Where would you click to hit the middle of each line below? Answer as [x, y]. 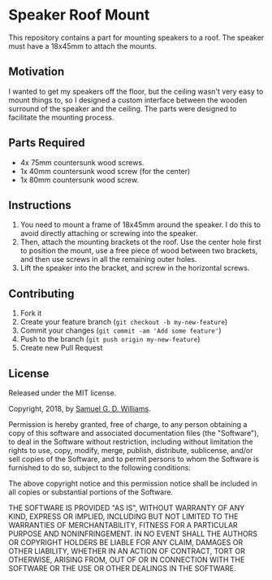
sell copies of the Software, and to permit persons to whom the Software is [134, 459]
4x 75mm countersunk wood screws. [82, 162]
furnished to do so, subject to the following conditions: [99, 468]
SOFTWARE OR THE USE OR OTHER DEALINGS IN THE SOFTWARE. [122, 568]
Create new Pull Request [61, 348]
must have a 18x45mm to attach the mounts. [82, 46]
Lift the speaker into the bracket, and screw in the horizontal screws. [135, 268]
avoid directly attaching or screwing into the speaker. [109, 233]
